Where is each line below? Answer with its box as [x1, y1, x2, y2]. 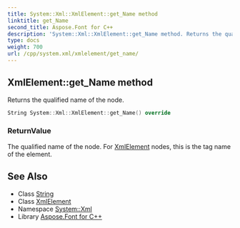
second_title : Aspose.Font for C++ [7, 24, 114, 31]
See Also [7, 170, 48, 182]
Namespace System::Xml [17, 204, 93, 213]
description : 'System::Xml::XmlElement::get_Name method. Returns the [7, 30, 222, 38]
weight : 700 [7, 43, 43, 51]
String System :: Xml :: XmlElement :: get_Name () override [7, 109, 171, 116]
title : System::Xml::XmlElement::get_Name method [7, 10, 159, 18]
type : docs [7, 37, 40, 44]
